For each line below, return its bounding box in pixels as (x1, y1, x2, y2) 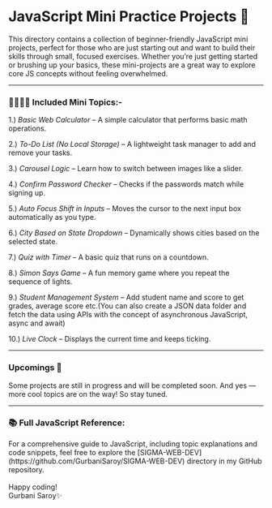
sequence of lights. (8, 277, 73, 286)
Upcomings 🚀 (8, 362, 62, 373)
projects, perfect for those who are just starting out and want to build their (8, 42, 256, 52)
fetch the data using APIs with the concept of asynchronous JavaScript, (8, 310, 249, 320)
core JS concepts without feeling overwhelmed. (8, 68, 168, 78)
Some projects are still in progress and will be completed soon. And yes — (8, 381, 257, 390)
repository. (8, 464, 45, 474)
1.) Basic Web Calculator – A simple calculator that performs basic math (8, 115, 249, 125)
